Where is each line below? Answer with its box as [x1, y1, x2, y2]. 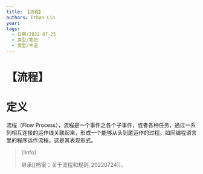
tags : [6, 25, 20, 32]
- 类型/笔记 [11, 37, 38, 43]
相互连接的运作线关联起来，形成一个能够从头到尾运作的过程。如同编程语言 [11, 129, 197, 136]
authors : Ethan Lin [6, 14, 56, 21]
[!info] [21, 149, 36, 156]
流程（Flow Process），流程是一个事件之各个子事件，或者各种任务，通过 [6, 121, 185, 129]
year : [6, 20, 20, 26]
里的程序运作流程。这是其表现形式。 [6, 137, 97, 144]
